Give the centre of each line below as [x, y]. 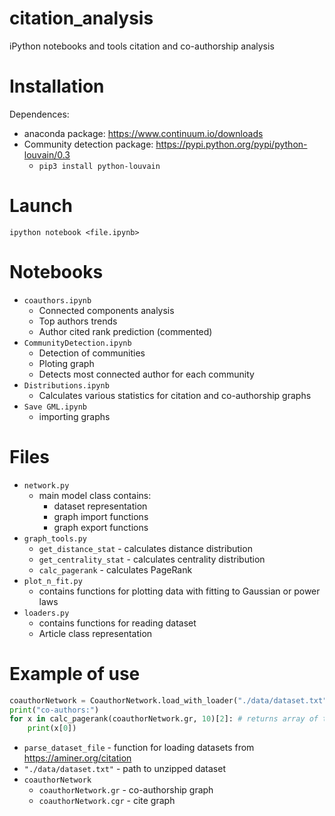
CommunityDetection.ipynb [77, 343]
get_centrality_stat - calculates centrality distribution [152, 559]
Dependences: [39, 114]
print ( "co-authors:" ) [54, 710]
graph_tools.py [55, 538]
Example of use [75, 673]
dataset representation [100, 506]
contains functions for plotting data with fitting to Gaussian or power [179, 591]
